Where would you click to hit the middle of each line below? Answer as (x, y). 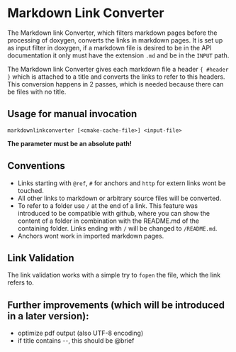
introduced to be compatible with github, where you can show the (114, 213)
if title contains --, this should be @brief (76, 341)
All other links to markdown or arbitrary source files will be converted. (119, 198)
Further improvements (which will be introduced (116, 305)
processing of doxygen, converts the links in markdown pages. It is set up (115, 40)
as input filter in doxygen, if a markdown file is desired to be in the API (109, 48)
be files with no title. (37, 92)
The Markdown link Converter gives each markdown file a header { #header (118, 69)
